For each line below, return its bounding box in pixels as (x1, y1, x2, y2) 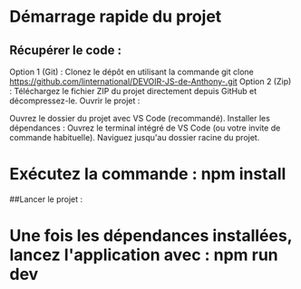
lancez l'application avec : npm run (9, 245, 278, 265)
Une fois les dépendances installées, (9, 226, 293, 246)
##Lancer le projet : (9, 193, 83, 205)
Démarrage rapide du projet (9, 6, 222, 27)
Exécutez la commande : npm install (9, 164, 286, 185)
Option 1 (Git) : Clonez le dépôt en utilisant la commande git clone (9, 66, 254, 77)
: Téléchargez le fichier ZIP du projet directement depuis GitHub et (9, 86, 257, 96)
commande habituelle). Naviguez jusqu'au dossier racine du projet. (9, 132, 260, 142)
